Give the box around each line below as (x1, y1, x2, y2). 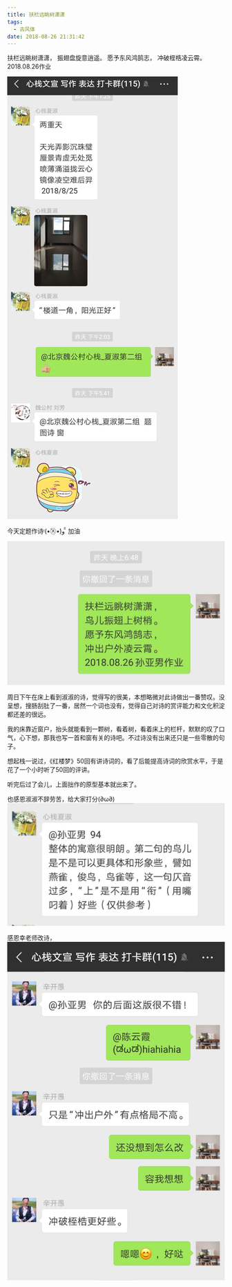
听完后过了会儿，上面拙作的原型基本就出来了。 (7, 780, 140, 788)
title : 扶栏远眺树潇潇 (7, 11, 66, 18)
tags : (7, 18, 23, 26)
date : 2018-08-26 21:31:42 (7, 33, 85, 40)
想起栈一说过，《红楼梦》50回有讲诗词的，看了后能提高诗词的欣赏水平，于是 (7, 757, 224, 766)
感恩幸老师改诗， (7, 934, 56, 942)
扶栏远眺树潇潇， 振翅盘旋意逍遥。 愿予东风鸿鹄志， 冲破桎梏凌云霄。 (7, 54, 206, 62)
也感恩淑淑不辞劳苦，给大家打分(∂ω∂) (7, 795, 115, 804)
